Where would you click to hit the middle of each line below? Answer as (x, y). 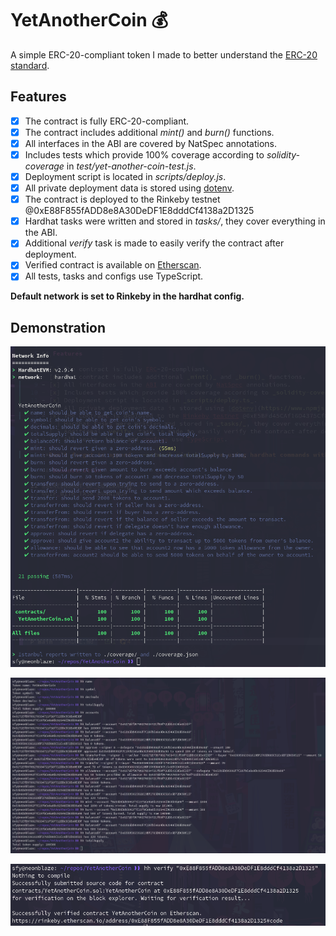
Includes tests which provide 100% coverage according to (144, 154)
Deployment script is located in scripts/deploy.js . (125, 176)
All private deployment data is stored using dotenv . (129, 188)
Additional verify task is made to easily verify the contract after (154, 243)
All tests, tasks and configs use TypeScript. (114, 276)
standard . (30, 65)
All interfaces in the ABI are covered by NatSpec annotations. (151, 143)
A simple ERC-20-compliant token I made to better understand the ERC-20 (164, 54)
